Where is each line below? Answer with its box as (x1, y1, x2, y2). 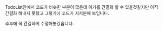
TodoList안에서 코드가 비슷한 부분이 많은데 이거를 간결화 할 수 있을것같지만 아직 (5, 4, 159, 10)
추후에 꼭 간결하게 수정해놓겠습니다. (5, 21, 74, 26)
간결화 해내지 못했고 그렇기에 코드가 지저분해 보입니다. (5, 10, 110, 16)
